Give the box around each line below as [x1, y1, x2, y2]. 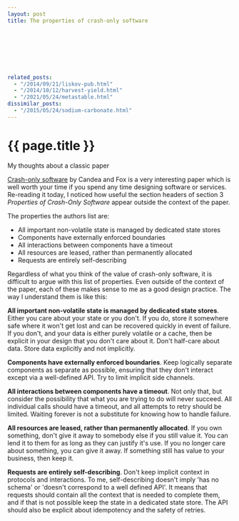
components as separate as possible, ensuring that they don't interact [7, 365, 213, 374]
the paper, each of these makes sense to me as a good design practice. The [7, 285, 231, 293]
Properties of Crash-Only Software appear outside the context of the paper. [7, 198, 230, 206]
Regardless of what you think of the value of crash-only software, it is [7, 269, 213, 278]
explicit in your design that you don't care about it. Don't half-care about [7, 336, 220, 345]
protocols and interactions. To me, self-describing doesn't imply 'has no [7, 475, 219, 484]
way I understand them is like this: [7, 292, 108, 300]
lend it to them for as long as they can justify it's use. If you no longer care [7, 438, 226, 447]
